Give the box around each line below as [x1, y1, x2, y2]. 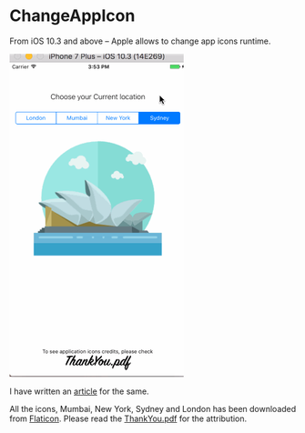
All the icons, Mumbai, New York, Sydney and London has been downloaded [9, 403, 297, 414]
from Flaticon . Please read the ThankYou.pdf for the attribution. [9, 413, 248, 424]
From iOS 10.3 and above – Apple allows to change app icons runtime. [9, 35, 271, 46]
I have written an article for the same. [9, 386, 149, 397]
